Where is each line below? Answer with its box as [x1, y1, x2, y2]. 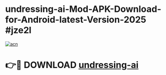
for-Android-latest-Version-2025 [5, 14, 146, 25]
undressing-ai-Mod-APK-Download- [5, 3, 161, 15]
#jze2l [5, 25, 32, 36]
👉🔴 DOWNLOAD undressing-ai [5, 60, 139, 71]
